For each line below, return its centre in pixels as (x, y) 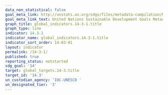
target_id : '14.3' (24, 75)
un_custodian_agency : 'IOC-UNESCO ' (43, 80)
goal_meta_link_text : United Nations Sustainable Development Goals (78, 19)
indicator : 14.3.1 (24, 33)
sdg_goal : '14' (21, 66)
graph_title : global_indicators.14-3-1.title (53, 24)
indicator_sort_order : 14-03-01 (39, 43)
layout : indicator (24, 47)
